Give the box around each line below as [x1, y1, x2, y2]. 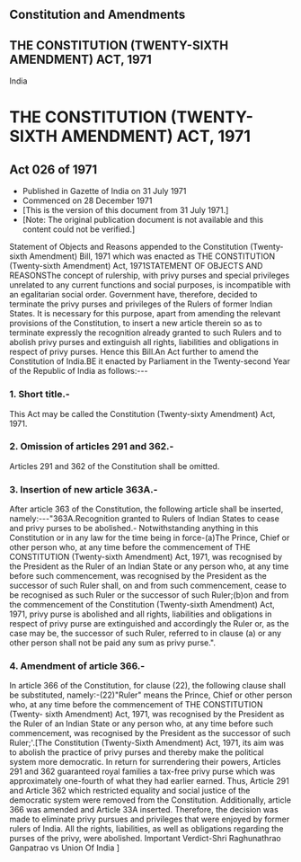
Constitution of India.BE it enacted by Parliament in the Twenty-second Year [9, 356, 290, 367]
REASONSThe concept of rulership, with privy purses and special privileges [9, 270, 290, 281]
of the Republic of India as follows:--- [9, 366, 148, 377]
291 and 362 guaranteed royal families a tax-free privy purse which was [9, 766, 276, 777]
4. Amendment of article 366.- [9, 660, 146, 672]
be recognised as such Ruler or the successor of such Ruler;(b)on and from [9, 590, 289, 600]
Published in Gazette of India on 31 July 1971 [22, 186, 187, 197]
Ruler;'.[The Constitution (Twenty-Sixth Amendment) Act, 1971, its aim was [9, 737, 285, 749]
